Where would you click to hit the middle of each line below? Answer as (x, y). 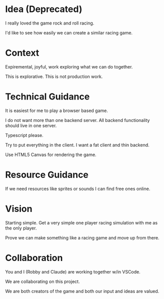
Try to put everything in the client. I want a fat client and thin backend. (77, 145)
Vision (19, 209)
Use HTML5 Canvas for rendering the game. (51, 154)
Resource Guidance (47, 175)
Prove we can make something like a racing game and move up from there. (82, 237)
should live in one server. (31, 125)
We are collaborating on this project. (42, 281)
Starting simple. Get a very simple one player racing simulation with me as (81, 222)
